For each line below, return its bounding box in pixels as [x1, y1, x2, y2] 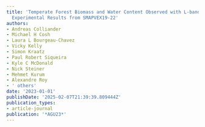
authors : [6, 20, 29, 26]
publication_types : [6, 100, 56, 106]
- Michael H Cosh [6, 32, 51, 38]
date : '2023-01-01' [6, 89, 56, 95]
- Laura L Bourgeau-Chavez [6, 37, 75, 43]
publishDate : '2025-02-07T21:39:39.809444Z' [6, 94, 121, 100]
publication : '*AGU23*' [6, 111, 67, 117]
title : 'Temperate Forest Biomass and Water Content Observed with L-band [6, 9, 201, 15]
